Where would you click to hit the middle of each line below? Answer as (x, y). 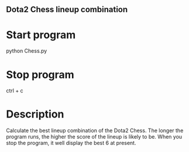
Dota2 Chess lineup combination (67, 10)
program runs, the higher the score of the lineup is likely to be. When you (94, 137)
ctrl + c (15, 91)
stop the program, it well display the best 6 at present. (71, 143)
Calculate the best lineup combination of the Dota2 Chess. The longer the (95, 130)
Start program (41, 35)
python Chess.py (27, 51)
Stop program (40, 75)
